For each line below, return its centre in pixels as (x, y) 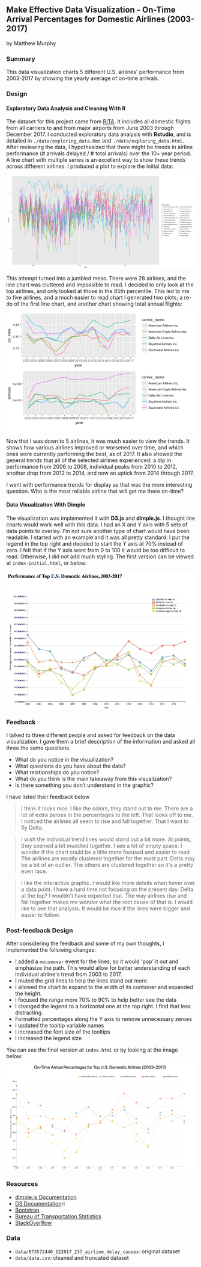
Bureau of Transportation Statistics (58, 1216)
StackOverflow (33, 1222)
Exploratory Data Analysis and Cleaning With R (66, 108)
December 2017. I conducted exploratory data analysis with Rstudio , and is (99, 134)
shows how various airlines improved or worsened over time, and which (95, 447)
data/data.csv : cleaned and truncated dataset (72, 1257)
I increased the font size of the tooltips (62, 1032)
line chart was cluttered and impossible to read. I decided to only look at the (100, 285)
